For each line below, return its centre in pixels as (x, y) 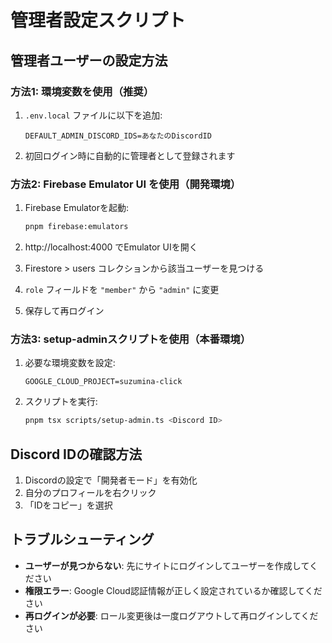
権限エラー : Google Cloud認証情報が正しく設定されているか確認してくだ (173, 590)
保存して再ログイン (64, 311)
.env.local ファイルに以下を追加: (93, 115)
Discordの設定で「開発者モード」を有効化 (111, 480)
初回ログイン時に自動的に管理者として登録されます (130, 155)
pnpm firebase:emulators (76, 227)
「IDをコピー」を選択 (68, 505)
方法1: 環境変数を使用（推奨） (82, 91)
